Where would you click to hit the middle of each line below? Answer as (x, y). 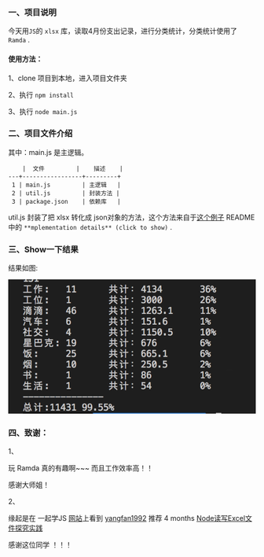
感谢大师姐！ (29, 485)
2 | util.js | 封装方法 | (66, 193)
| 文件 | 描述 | (73, 168)
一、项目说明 (33, 12)
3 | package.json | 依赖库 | (66, 201)
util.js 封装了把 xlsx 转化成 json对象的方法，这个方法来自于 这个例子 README (132, 217)
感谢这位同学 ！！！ (40, 545)
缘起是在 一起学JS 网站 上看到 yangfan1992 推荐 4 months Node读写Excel (127, 518)
